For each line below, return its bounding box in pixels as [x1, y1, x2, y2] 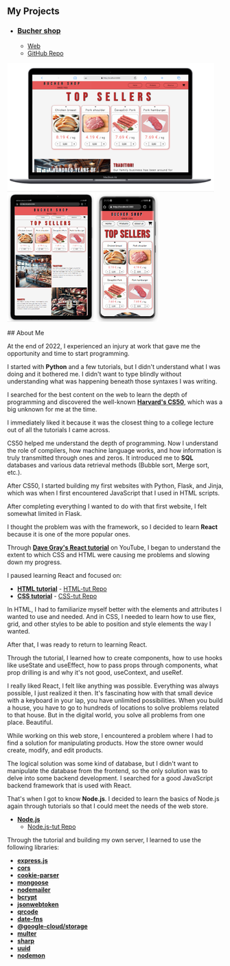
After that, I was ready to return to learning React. [7, 640, 148, 649]
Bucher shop [16, 26, 61, 36]
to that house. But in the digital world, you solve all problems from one [7, 710, 205, 719]
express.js [16, 856, 48, 864]
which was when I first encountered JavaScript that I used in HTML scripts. [7, 488, 220, 497]
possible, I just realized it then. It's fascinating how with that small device [7, 688, 214, 697]
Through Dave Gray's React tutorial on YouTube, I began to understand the [7, 543, 221, 552]
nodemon [16, 951, 46, 959]
